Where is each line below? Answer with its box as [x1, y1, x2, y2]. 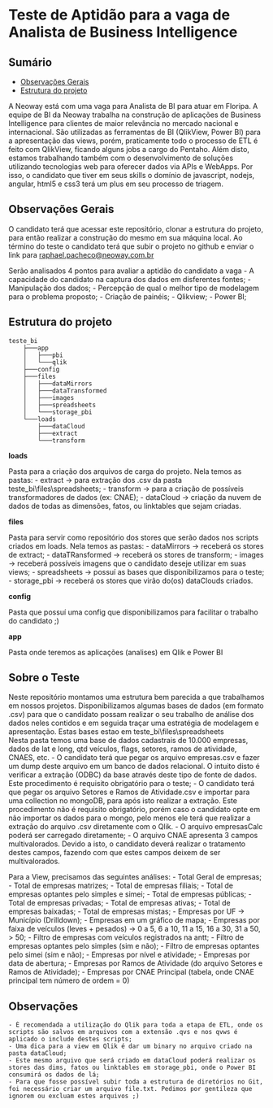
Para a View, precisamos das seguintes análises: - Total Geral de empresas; [8, 872, 262, 882]
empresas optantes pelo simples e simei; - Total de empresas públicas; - [8, 889, 252, 899]
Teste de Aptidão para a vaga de [8, 6, 230, 24]
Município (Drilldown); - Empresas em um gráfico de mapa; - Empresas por [8, 915, 260, 925]
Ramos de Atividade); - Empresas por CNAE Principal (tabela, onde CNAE [8, 967, 254, 977]
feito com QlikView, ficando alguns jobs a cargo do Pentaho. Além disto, [8, 145, 250, 154]
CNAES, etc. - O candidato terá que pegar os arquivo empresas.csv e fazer [8, 753, 260, 763]
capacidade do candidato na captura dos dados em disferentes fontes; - [8, 274, 252, 284]
